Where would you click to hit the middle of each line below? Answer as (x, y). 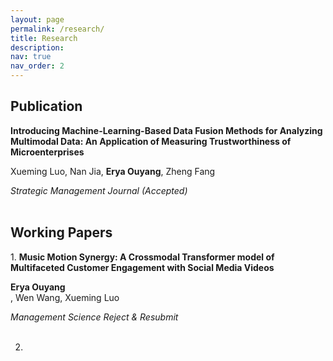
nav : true (31, 57)
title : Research (44, 38)
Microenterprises (47, 152)
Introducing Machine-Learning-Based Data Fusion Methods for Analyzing (166, 130)
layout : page (37, 19)
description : (37, 47)
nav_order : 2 (37, 66)
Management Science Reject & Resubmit (94, 317)
